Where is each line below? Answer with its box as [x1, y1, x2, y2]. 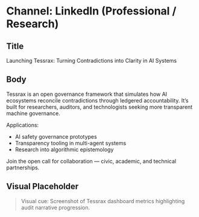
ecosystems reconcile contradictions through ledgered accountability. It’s [6, 96, 189, 104]
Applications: [6, 121, 39, 128]
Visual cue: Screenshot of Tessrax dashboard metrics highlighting [21, 197, 185, 204]
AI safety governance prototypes [14, 133, 98, 140]
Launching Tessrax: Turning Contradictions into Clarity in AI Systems [6, 57, 177, 64]
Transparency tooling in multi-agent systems [14, 139, 127, 146]
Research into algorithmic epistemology [14, 146, 114, 153]
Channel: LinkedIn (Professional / [6, 4, 177, 18]
